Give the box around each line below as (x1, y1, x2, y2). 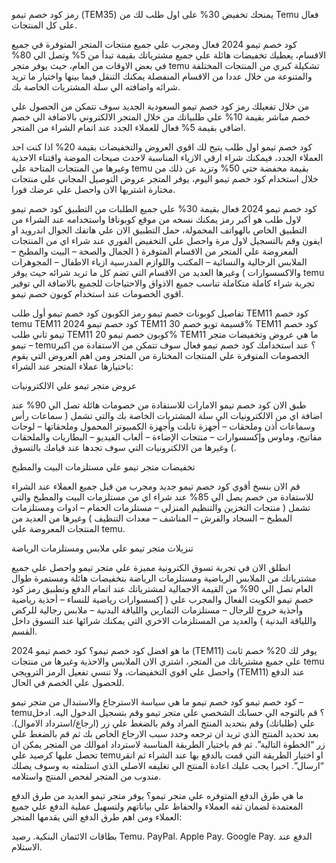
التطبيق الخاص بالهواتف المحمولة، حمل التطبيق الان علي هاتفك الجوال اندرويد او (11, 224, 308, 236)
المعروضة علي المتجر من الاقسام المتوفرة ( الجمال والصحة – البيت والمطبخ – (11, 245, 299, 257)
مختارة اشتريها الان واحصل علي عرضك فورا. (11, 184, 176, 195)
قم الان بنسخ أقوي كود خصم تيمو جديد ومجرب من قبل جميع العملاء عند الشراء (11, 480, 301, 492)
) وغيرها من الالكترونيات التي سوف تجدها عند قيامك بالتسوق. (11, 442, 237, 453)
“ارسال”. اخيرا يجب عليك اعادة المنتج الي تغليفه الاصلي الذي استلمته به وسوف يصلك (11, 760, 324, 771)
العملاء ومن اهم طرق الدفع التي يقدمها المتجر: (11, 811, 183, 823)
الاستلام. (11, 841, 43, 853)
